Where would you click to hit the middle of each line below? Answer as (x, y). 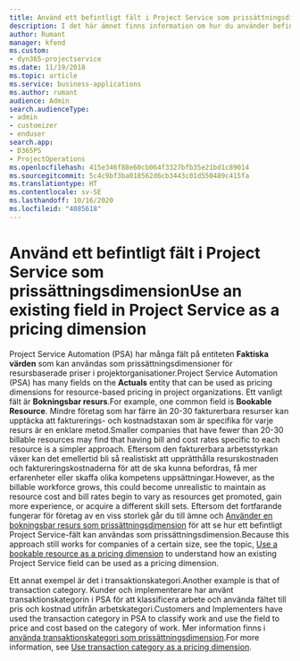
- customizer (33, 126)
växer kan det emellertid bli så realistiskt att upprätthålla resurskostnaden (144, 458)
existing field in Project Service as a (144, 310)
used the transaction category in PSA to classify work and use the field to (144, 618)
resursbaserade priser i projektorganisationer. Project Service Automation (144, 373)
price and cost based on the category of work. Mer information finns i (137, 628)
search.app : (31, 142)
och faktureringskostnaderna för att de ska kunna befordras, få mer (133, 468)
